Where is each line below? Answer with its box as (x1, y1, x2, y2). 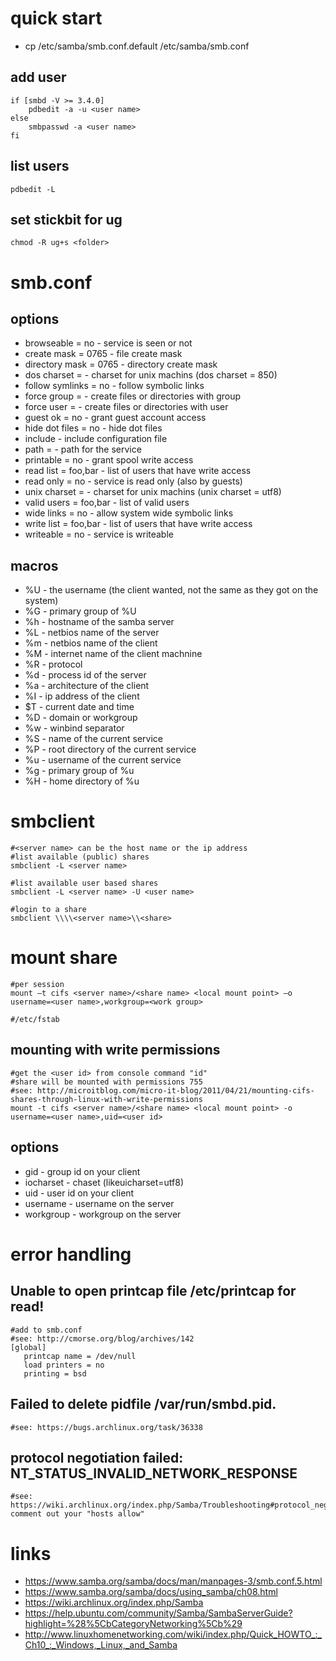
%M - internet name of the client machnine (24, 648, 203, 660)
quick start (10, 7, 103, 30)
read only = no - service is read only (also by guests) (24, 475, 243, 487)
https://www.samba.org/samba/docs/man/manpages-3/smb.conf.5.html (24, 1575, 323, 1587)
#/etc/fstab (10, 1015, 60, 1025)
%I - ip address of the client (24, 690, 140, 702)
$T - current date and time (24, 701, 135, 713)
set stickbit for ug (10, 211, 123, 228)
